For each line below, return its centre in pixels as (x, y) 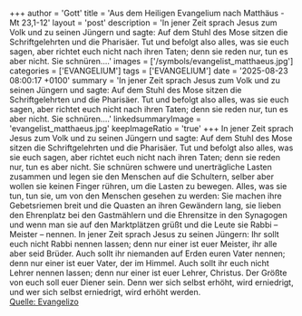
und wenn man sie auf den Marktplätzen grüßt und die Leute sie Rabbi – (144, 225)
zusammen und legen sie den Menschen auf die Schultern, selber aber (142, 177)
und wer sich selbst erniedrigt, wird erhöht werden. (105, 292)
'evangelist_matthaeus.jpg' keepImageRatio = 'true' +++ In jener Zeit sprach (151, 129)
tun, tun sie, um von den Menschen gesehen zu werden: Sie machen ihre (146, 196)
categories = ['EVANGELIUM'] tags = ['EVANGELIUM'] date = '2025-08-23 (149, 71)
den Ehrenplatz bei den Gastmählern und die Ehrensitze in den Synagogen (148, 215)
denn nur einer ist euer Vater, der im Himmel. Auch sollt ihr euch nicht (139, 263)
